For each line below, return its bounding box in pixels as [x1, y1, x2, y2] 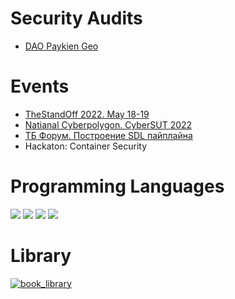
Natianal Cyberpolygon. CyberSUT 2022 [24, 118, 193, 131]
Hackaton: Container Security [24, 140, 148, 152]
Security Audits [10, 7, 143, 30]
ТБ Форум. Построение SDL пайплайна [24, 129, 193, 141]
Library [10, 245, 72, 267]
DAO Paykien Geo [24, 40, 99, 52]
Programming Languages [10, 175, 225, 198]
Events [10, 75, 70, 98]
